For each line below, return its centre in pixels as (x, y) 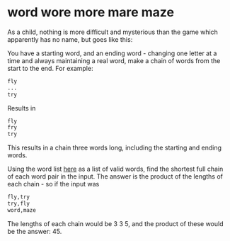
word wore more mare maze (91, 12)
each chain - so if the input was (53, 184)
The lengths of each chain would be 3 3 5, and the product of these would (115, 223)
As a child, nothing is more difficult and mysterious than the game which (113, 32)
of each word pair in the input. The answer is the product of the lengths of (115, 176)
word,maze (22, 210)
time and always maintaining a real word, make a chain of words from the (114, 60)
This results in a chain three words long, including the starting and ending (114, 148)
